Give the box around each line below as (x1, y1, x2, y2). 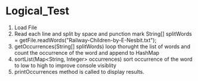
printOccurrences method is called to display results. (14, 68, 144, 75)
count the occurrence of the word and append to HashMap (14, 49, 159, 56)
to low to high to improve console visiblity (14, 61, 117, 69)
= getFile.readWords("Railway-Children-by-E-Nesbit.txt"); (14, 36, 157, 43)
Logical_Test (5, 4, 70, 18)
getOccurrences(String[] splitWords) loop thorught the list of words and (14, 43, 191, 50)
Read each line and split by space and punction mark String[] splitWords (14, 30, 192, 37)
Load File (14, 24, 37, 31)
